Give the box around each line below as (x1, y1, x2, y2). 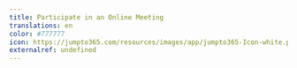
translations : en (9, 21, 73, 30)
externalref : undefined (9, 46, 97, 55)
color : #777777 (9, 29, 65, 38)
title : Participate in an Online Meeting (9, 12, 164, 22)
